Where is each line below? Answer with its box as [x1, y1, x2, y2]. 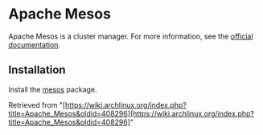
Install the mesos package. [8, 84, 98, 94]
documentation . [8, 39, 61, 49]
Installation [8, 63, 66, 77]
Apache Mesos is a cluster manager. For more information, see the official [8, 31, 253, 41]
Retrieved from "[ [8, 100, 66, 109]
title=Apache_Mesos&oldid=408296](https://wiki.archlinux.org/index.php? [8, 108, 255, 118]
